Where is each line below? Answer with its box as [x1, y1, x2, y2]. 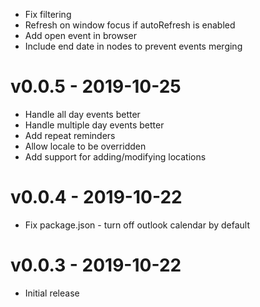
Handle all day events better [24, 108, 141, 120]
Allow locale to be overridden [24, 140, 147, 152]
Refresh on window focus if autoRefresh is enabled [24, 19, 236, 31]
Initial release [24, 287, 80, 299]
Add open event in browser [24, 30, 137, 41]
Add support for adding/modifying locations [24, 150, 207, 163]
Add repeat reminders [24, 129, 116, 141]
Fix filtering [24, 9, 72, 20]
